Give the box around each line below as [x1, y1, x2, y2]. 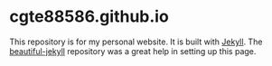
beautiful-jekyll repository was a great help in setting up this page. [9, 45, 257, 56]
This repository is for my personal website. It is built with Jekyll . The [9, 36, 263, 47]
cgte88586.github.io [9, 6, 169, 27]
